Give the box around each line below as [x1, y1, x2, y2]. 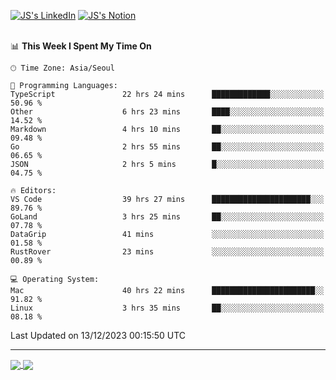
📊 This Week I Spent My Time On [10, 40, 152, 52]
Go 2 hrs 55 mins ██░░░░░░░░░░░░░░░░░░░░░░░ [10, 142, 325, 152]
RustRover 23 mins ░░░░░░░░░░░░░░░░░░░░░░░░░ [10, 247, 325, 257]
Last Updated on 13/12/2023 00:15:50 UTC [10, 330, 187, 341]
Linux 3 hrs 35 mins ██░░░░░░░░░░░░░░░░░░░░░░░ [10, 303, 325, 313]
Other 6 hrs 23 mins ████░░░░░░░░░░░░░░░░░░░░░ [10, 107, 325, 117]
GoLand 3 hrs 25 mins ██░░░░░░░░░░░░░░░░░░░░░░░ [10, 212, 325, 222]
